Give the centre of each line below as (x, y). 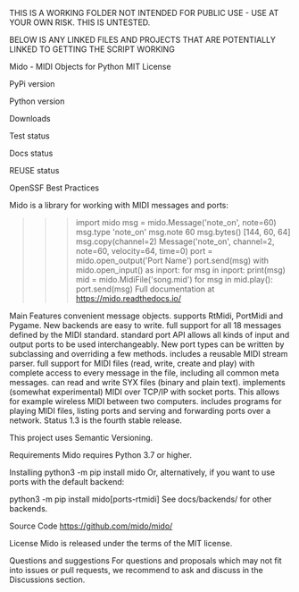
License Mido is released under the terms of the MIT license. (121, 543)
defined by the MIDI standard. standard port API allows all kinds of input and (149, 335)
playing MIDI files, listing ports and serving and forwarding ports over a (140, 411)
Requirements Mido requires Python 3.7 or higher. (101, 455)
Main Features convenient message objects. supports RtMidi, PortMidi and (146, 316)
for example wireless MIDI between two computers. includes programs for (146, 401)
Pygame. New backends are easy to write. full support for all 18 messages (145, 325)
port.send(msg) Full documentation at (145, 289)
